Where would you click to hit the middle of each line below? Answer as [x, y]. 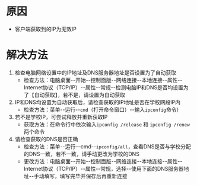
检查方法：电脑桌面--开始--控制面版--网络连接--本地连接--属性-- [103, 80]
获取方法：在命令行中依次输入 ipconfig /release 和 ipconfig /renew [107, 124]
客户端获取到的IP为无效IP [46, 29]
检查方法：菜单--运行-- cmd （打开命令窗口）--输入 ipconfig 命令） [103, 109]
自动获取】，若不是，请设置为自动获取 [80, 95]
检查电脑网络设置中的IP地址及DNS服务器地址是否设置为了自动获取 [96, 72]
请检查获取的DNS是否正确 [46, 139]
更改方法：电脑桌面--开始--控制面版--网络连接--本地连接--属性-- [103, 161]
